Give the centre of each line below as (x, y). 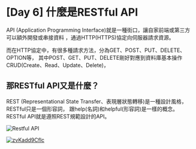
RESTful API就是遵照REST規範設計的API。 (58, 116)
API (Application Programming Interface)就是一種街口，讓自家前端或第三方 (98, 30)
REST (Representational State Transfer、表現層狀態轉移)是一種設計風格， (97, 101)
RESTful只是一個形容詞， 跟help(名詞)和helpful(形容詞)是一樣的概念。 (92, 109)
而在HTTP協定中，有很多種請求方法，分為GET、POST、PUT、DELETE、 (96, 50)
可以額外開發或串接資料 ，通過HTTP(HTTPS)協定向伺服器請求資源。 (90, 37)
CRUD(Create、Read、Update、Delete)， (58, 65)
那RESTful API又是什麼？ (53, 86)
